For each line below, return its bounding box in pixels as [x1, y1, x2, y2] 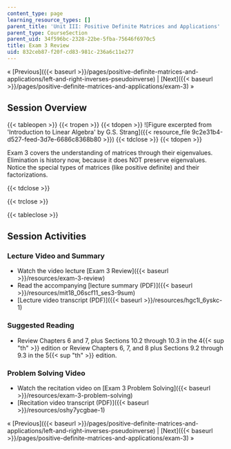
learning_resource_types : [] [7, 17, 91, 23]
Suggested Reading [7, 321, 74, 330]
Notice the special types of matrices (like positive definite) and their [7, 163, 200, 171]
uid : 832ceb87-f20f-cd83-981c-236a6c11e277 [7, 49, 134, 56]
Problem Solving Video [7, 368, 86, 378]
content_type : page [7, 10, 63, 17]
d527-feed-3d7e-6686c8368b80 [7, 135, 102, 143]
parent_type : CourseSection [7, 29, 88, 37]
